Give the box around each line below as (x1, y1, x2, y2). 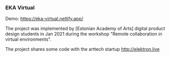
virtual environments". (5, 36, 52, 42)
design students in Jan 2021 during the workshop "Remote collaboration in (5, 31, 162, 37)
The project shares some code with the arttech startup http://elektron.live (5, 46, 160, 52)
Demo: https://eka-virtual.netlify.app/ (5, 16, 83, 22)
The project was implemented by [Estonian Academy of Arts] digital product (5, 25, 165, 32)
